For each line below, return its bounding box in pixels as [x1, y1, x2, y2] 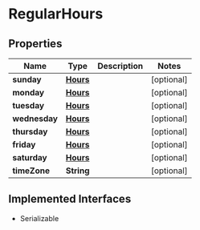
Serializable [19, 213, 59, 223]
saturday [12, 152, 47, 163]
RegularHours [8, 5, 104, 23]
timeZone [12, 165, 51, 176]
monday [12, 87, 45, 98]
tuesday [12, 100, 45, 111]
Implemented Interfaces [8, 192, 132, 206]
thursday [12, 126, 48, 137]
